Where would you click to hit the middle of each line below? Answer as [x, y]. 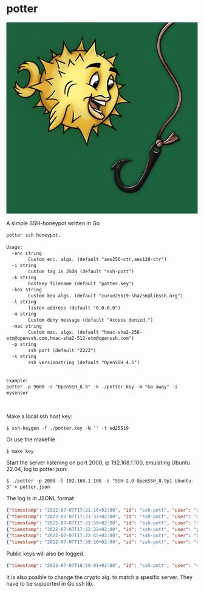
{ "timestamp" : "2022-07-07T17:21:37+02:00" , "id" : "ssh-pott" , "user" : [99, 517]
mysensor [17, 393]
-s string [24, 356]
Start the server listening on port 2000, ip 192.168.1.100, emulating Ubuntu [98, 463]
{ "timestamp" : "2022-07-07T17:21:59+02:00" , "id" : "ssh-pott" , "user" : [99, 523]
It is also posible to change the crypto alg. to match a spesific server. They [100, 577]
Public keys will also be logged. [46, 554]
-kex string [27, 290]
